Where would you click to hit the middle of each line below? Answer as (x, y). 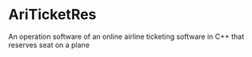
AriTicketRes (52, 15)
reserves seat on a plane (49, 44)
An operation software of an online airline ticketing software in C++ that (126, 36)
